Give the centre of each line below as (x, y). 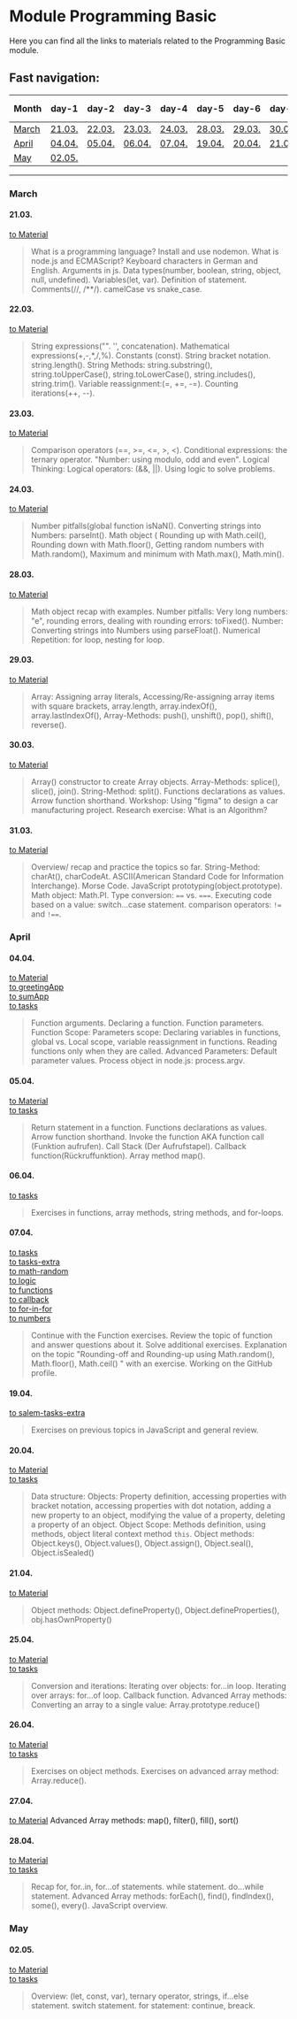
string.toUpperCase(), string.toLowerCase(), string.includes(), (143, 374)
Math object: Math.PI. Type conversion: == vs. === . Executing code (151, 895)
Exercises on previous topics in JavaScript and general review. (145, 1430)
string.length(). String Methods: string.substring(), (122, 365)
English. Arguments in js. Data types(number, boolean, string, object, (156, 270)
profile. (44, 1373)
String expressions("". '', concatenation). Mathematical (130, 346)
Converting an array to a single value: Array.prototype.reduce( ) (145, 1704)
